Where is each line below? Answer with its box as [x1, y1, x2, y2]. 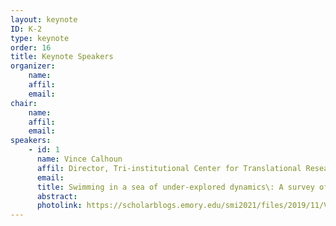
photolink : [36, 201, 83, 211]
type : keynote [10, 33, 70, 43]
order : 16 [10, 42, 52, 53]
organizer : [10, 61, 56, 71]
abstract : [36, 191, 78, 201]
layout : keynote [10, 14, 78, 25]
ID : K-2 [10, 24, 43, 34]
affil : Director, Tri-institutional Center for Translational [36, 163, 302, 173]
